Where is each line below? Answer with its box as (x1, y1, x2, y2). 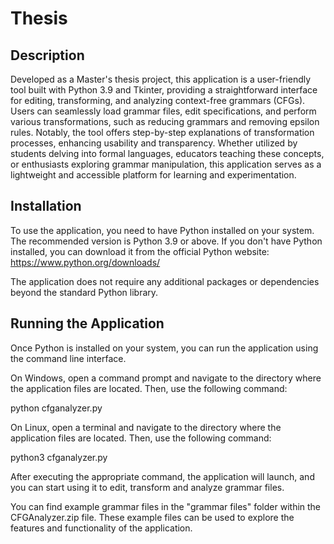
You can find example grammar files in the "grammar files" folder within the (10, 500, 322, 512)
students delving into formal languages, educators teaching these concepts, (10, 148, 325, 159)
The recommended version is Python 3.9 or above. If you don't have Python (10, 235, 323, 247)
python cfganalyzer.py (10, 402, 103, 414)
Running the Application (10, 315, 165, 332)
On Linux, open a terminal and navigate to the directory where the (10, 421, 282, 433)
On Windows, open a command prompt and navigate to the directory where (10, 372, 322, 384)
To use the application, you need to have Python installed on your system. (10, 224, 315, 236)
